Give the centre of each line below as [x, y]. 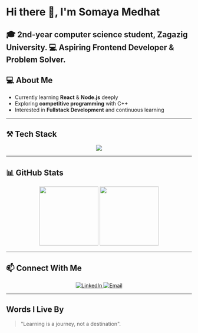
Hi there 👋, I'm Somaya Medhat [83, 12]
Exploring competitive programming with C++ [71, 104]
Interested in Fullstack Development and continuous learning [89, 110]
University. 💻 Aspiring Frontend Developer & [90, 47]
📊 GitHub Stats [35, 172]
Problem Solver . [36, 59]
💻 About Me [29, 80]
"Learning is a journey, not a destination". [71, 324]
